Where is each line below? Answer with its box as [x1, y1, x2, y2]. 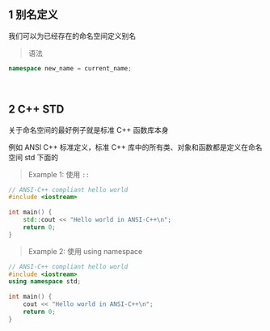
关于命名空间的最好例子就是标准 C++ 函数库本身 [8, 125, 169, 134]
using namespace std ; [8, 278, 82, 286]
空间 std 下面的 [8, 152, 59, 162]
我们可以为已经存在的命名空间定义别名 [8, 31, 136, 40]
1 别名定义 [8, 8, 59, 22]
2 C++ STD [8, 103, 65, 117]
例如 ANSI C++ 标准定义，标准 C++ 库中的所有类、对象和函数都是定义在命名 [8, 142, 263, 152]
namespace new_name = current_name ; [8, 64, 132, 72]
